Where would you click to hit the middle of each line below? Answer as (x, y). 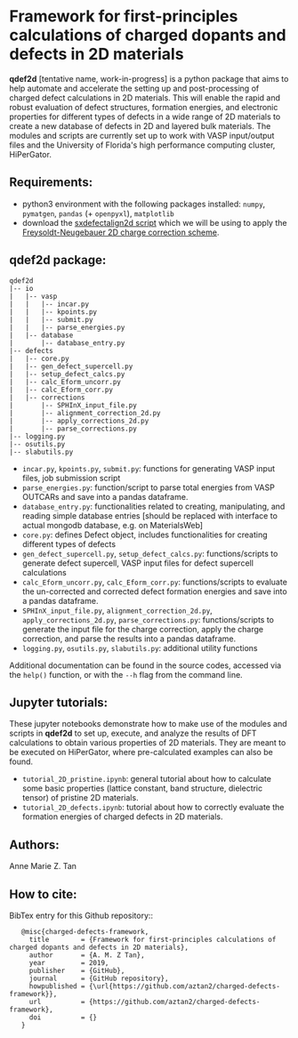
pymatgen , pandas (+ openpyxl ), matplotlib (98, 213)
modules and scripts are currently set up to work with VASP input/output (142, 135)
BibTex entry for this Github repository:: (81, 915)
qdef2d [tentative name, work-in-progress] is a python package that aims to (149, 78)
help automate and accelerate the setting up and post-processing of (134, 88)
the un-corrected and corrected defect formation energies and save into (154, 591)
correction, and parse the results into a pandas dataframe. (129, 639)
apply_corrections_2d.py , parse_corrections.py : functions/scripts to (148, 619)
